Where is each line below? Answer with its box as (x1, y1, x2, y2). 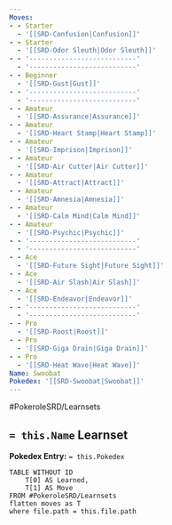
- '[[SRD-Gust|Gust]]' (17, 79, 101, 88)
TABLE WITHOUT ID (9, 468, 74, 477)
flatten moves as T (9, 499, 82, 508)
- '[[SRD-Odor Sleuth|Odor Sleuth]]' (17, 46, 157, 55)
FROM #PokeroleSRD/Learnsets (9, 491, 117, 500)
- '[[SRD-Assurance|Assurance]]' (17, 112, 141, 121)
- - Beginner (9, 71, 58, 80)
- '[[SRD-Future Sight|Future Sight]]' (17, 262, 165, 271)
